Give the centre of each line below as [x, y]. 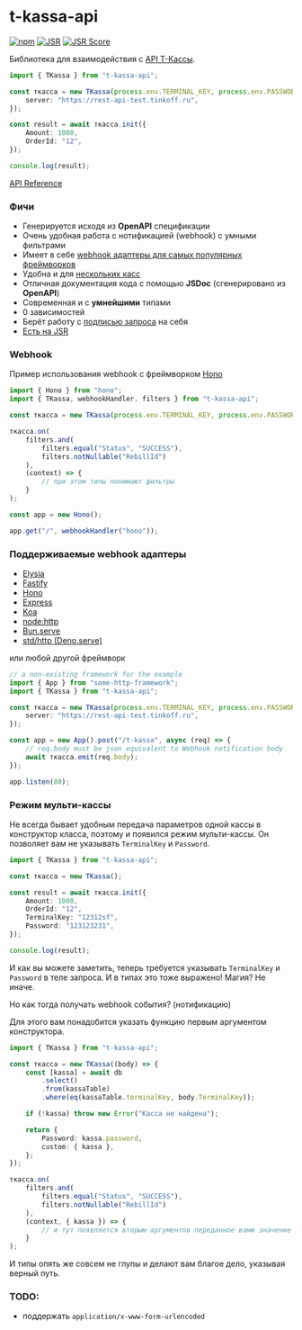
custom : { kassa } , [78, 1146]
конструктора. [37, 1031]
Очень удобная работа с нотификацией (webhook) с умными [139, 236]
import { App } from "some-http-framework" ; [94, 683]
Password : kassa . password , [92, 1138]
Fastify [35, 583]
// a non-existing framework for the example [96, 674]
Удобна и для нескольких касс [81, 274]
